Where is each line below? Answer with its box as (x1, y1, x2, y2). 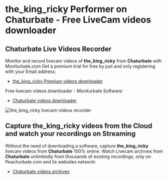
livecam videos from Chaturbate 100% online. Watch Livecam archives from (5, 148, 163, 154)
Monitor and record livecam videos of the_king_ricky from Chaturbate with (5, 58, 162, 63)
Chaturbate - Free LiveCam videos (5, 14, 151, 25)
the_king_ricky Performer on (5, 3, 127, 15)
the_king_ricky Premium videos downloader (12, 78, 103, 84)
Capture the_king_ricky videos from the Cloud (5, 121, 152, 130)
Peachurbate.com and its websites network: (5, 158, 96, 164)
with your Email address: (5, 68, 56, 74)
